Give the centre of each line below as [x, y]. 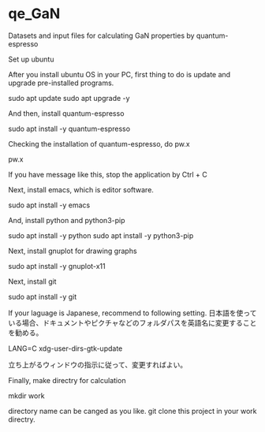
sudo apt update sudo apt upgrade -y [69, 98]
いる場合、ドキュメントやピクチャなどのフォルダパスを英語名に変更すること [132, 322]
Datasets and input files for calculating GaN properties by [101, 35]
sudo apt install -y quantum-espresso [69, 128]
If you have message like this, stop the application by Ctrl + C [108, 174]
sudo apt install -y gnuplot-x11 [57, 266]
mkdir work [26, 396]
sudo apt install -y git [43, 296]
